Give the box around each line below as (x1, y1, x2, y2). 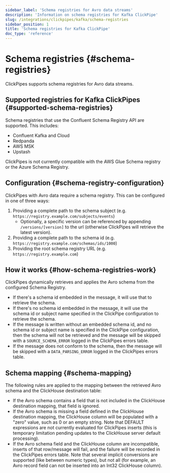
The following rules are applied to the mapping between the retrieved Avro (5, 382, 161, 388)
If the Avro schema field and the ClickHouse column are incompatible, (12, 441, 159, 447)
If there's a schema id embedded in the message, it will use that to (12, 294, 152, 301)
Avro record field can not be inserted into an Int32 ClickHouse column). (12, 462, 162, 469)
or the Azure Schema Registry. (5, 164, 70, 170)
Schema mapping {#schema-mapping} (5, 369, 132, 377)
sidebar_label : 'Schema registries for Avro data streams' (5, 7, 133, 13)
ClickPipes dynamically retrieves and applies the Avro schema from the (5, 279, 155, 285)
